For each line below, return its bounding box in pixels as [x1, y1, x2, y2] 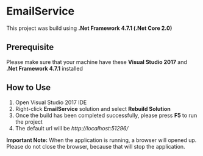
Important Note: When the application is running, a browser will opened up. [6, 136, 197, 144]
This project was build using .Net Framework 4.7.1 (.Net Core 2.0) [6, 24, 173, 32]
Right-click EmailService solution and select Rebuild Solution [15, 105, 171, 112]
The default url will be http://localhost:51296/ [15, 124, 129, 132]
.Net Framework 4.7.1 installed [6, 65, 84, 72]
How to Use [6, 82, 51, 93]
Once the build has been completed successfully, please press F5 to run [15, 112, 198, 119]
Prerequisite [6, 42, 54, 52]
